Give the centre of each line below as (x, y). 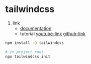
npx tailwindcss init (28, 56)
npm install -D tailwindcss (35, 43)
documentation (36, 28)
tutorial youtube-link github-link (53, 33)
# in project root (24, 52)
